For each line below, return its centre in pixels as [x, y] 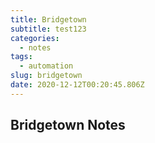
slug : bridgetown [46, 76]
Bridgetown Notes [68, 125]
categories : [35, 38]
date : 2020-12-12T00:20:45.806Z [77, 85]
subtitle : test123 [48, 29]
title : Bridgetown [48, 19]
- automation [46, 66]
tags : [21, 57]
